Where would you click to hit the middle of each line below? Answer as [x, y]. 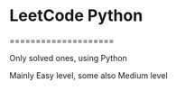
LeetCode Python [76, 16]
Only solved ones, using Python [69, 58]
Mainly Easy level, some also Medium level [89, 75]
